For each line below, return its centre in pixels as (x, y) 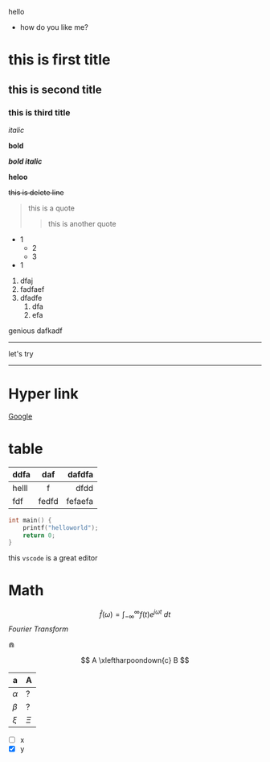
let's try (21, 353)
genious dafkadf (35, 331)
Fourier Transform (39, 629)
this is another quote (82, 223)
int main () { (30, 520)
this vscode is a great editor (53, 558)
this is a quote (51, 208)
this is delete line (36, 192)
